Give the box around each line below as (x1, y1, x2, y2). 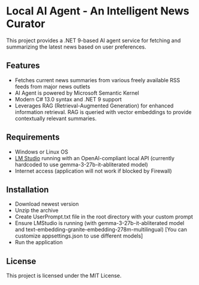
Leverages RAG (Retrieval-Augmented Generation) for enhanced (14, 102, 174, 109)
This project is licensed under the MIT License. (6, 272, 122, 280)
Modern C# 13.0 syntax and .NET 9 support (14, 95, 122, 103)
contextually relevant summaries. (14, 115, 97, 122)
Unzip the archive (14, 207, 59, 214)
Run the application (14, 239, 63, 246)
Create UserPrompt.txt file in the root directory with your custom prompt (14, 213, 193, 220)
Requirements (6, 132, 60, 142)
